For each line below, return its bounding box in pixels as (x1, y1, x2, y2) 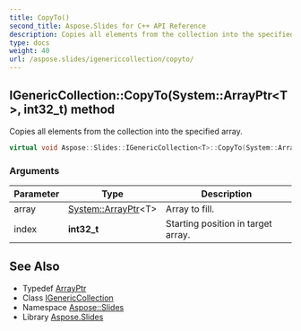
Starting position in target (165, 217, 273, 230)
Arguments (9, 164, 60, 177)
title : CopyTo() (9, 13, 70, 22)
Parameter (13, 187, 60, 200)
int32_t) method (23, 102, 116, 118)
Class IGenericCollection (21, 292, 114, 303)
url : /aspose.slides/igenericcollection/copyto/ (9, 55, 194, 64)
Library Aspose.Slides (21, 311, 104, 322)
